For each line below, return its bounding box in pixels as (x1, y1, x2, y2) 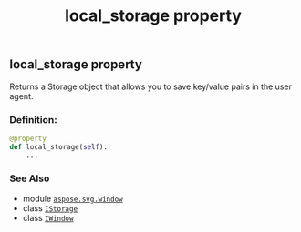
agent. (9, 90, 34, 101)
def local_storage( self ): (9, 142, 108, 151)
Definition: (9, 113, 57, 126)
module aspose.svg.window (22, 193, 123, 204)
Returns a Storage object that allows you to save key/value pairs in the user (9, 81, 292, 92)
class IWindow (22, 212, 74, 223)
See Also (9, 172, 50, 185)
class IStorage (22, 202, 78, 214)
